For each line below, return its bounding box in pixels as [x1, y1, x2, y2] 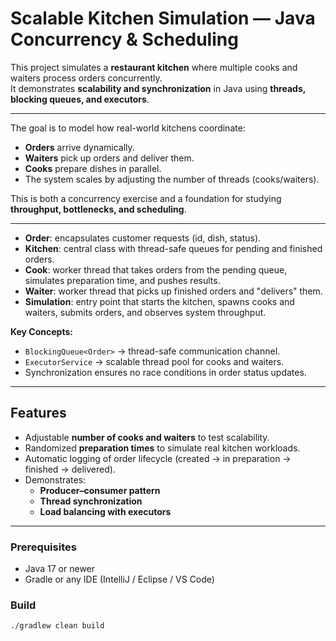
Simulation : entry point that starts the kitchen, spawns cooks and [24, 295, 295, 307]
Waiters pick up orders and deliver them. [24, 152, 195, 164]
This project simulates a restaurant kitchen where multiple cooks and [10, 61, 298, 73]
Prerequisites [10, 540, 77, 554]
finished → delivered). [24, 463, 116, 475]
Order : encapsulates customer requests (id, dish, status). [24, 232, 262, 244]
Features [10, 405, 67, 422]
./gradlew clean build [10, 621, 105, 631]
